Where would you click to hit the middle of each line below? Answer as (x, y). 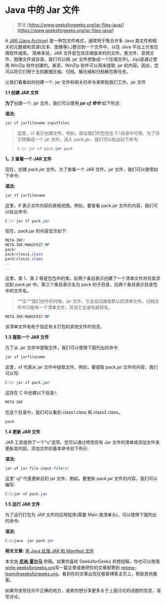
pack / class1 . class (24, 254)
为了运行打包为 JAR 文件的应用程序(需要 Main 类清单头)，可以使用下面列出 (81, 514)
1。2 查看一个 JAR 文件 (28, 158)
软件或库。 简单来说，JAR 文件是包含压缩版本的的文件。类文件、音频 (80, 53)
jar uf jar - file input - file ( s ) (37, 468)
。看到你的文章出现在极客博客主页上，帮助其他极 (107, 574)
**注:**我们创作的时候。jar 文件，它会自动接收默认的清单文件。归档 (86, 301)
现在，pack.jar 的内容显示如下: (36, 231)
